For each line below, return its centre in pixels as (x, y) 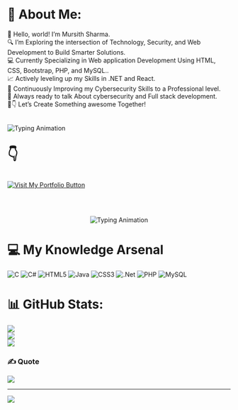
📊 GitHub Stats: (56, 305)
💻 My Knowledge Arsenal (86, 250)
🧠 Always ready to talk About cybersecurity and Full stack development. (112, 96)
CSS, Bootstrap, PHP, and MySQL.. (58, 70)
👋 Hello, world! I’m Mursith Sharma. (59, 34)
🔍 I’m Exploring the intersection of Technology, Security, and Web (104, 42)
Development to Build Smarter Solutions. (67, 52)
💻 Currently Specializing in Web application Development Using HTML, (112, 60)
